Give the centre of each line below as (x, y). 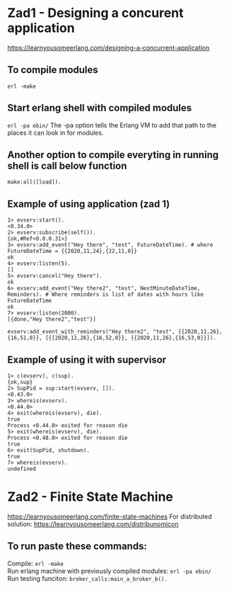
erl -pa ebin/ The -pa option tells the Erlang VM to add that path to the (112, 125)
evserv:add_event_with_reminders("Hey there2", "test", (91, 332)
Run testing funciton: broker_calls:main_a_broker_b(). (88, 578)
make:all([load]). (34, 182)
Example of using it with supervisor (87, 359)
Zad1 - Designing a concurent (95, 13)
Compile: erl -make (35, 563)
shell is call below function (67, 165)
